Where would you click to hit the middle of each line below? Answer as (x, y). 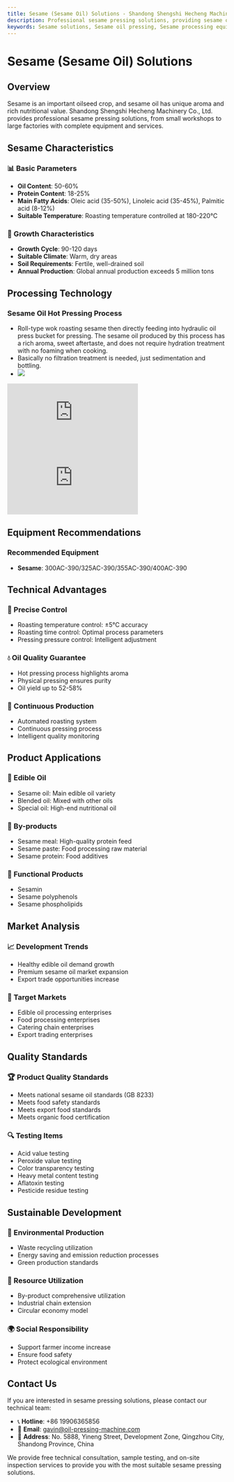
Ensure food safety (45, 1354)
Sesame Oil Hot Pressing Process (65, 313)
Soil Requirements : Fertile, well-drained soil (80, 264)
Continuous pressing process (60, 729)
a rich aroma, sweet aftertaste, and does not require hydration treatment (121, 344)
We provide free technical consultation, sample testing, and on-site (103, 1458)
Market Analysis (44, 926)
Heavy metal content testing (58, 1176)
